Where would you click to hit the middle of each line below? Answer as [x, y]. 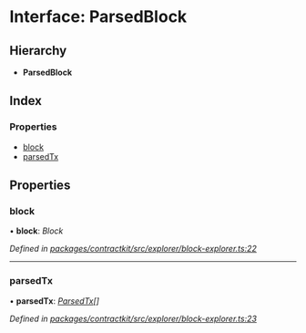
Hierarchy [38, 51]
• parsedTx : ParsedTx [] [55, 301]
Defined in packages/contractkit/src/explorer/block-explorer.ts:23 [133, 318]
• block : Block [36, 231]
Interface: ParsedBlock [98, 17]
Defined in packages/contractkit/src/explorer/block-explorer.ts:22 [133, 249]
